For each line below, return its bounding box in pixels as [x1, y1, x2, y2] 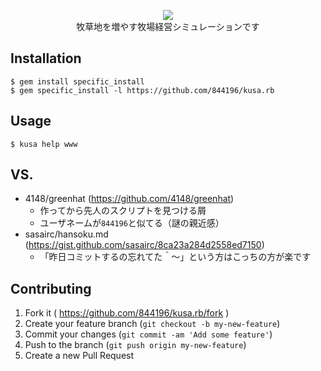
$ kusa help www [10, 139, 78, 149]
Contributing [10, 280, 92, 297]
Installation [10, 50, 82, 67]
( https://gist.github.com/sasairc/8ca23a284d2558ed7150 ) [24, 239, 265, 251]
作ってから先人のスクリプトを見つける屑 [39, 205, 207, 217]
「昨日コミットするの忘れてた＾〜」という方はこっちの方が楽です [39, 251, 312, 263]
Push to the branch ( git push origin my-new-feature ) [24, 339, 247, 351]
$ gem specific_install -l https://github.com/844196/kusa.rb [10, 85, 275, 95]
